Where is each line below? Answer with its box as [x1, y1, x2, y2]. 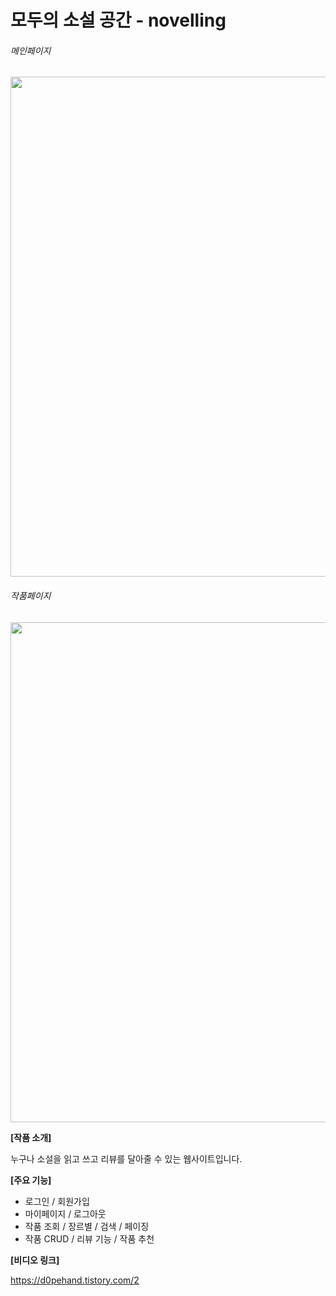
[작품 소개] [10, 1131, 52, 1143]
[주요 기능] [10, 1174, 52, 1186]
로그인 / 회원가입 [24, 1195, 90, 1207]
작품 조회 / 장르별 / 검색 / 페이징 [24, 1220, 150, 1232]
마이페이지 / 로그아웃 [24, 1207, 107, 1220]
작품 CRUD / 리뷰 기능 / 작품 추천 [24, 1232, 155, 1245]
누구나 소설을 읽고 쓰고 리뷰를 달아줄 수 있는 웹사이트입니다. [10, 1152, 243, 1165]
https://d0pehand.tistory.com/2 [10, 1274, 140, 1286]
